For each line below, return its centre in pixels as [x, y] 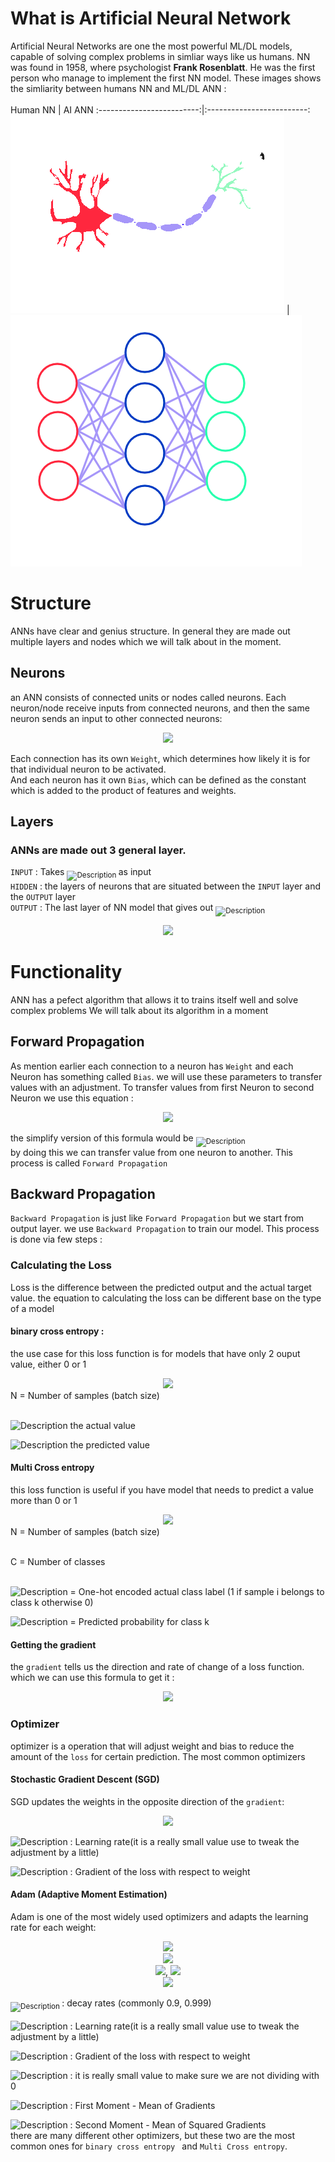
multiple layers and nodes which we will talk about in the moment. [146, 641]
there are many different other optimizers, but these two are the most [152, 2135]
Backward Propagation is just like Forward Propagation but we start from [157, 1218]
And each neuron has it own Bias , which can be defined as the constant [158, 779]
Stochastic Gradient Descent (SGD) [85, 1779]
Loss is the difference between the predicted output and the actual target [161, 1287]
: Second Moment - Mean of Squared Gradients [168, 2124]
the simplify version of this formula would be [102, 1138]
